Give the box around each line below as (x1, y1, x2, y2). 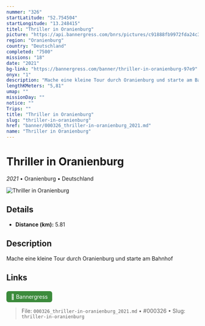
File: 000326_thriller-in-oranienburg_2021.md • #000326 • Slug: (21, 307, 186, 315)
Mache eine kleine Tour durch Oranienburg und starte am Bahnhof (6, 254, 173, 262)
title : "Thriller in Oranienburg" (6, 111, 95, 117)
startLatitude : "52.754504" (6, 15, 78, 21)
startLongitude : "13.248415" (6, 20, 81, 26)
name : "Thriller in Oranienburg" (6, 128, 92, 135)
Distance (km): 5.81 (15, 221, 65, 228)
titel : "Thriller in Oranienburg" (6, 26, 95, 32)
